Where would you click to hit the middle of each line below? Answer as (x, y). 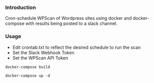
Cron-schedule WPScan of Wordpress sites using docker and (68, 18)
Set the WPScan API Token (40, 58)
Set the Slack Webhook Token (43, 52)
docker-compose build (28, 67)
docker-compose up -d (28, 76)
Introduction (20, 7)
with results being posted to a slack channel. (71, 23)
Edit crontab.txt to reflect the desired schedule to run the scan (76, 47)
